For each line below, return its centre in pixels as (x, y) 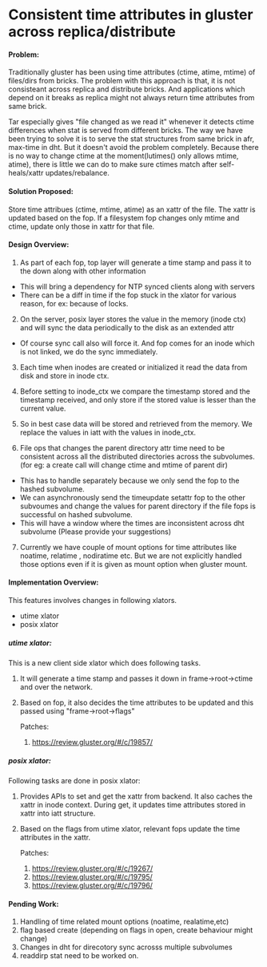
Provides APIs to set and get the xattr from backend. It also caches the (136, 796)
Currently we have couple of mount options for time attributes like (128, 547)
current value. (43, 408)
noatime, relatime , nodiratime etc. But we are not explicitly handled (131, 556)
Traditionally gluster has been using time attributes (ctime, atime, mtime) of (132, 72)
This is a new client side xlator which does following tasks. (105, 662)
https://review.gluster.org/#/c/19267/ (92, 868)
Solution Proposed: (41, 191)
